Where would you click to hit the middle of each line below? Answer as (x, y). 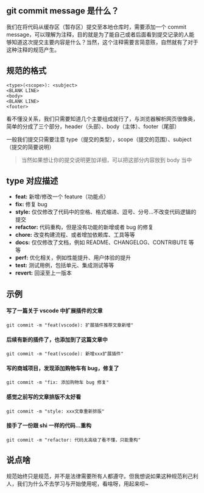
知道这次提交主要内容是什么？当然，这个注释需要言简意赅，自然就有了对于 (105, 42)
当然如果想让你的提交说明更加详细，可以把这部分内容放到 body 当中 (107, 160)
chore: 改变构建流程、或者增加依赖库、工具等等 (75, 235)
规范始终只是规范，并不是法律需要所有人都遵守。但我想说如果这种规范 (94, 476)
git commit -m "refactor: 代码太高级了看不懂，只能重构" (74, 440)
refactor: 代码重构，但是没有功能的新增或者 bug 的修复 (84, 227)
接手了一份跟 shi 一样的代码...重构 (49, 425)
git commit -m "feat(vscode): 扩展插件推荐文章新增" (70, 325)
